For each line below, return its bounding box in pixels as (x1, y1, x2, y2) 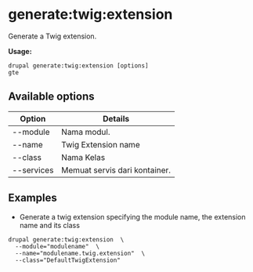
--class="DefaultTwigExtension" (15, 256, 121, 264)
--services (12, 165, 54, 176)
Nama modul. (61, 126, 110, 137)
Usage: (8, 46, 33, 56)
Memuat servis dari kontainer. (61, 165, 171, 176)
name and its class (19, 220, 81, 230)
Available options (8, 90, 96, 103)
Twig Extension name (61, 139, 140, 150)
